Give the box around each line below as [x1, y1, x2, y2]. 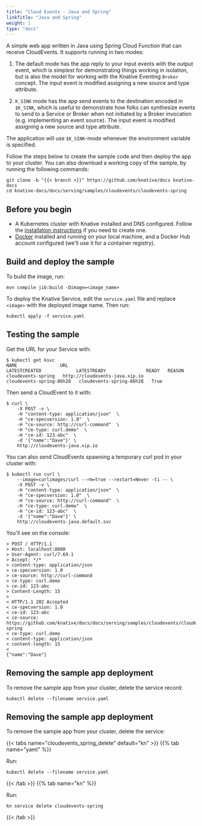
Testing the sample [6, 330, 80, 340]
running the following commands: [6, 166, 90, 173]
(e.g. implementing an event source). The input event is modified [14, 117, 176, 124]
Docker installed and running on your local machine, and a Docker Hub [14, 233, 191, 240]
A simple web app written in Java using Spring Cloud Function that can [6, 42, 182, 49]
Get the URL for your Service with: [6, 345, 91, 352]
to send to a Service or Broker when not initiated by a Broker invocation [14, 110, 192, 117]
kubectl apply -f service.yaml [6, 313, 85, 319]
